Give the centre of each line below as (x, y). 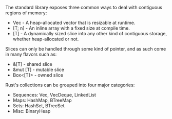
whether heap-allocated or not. (46, 39)
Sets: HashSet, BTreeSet (39, 106)
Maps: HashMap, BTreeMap (42, 100)
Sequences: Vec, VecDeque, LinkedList (54, 95)
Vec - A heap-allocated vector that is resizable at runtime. (74, 23)
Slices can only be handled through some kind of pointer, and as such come (86, 49)
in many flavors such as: (31, 54)
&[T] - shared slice (32, 64)
